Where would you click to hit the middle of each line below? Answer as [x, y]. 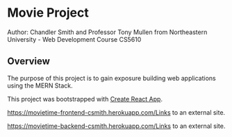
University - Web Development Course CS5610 [74, 39]
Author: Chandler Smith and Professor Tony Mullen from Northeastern [107, 32]
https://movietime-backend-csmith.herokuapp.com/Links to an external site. [116, 126]
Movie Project [48, 13]
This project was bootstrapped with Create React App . [85, 99]
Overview [29, 62]
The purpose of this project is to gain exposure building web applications [112, 78]
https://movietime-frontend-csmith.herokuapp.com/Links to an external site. [116, 112]
